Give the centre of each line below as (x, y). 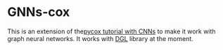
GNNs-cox (39, 12)
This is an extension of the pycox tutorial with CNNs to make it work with (111, 31)
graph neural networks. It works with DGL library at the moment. (100, 38)
